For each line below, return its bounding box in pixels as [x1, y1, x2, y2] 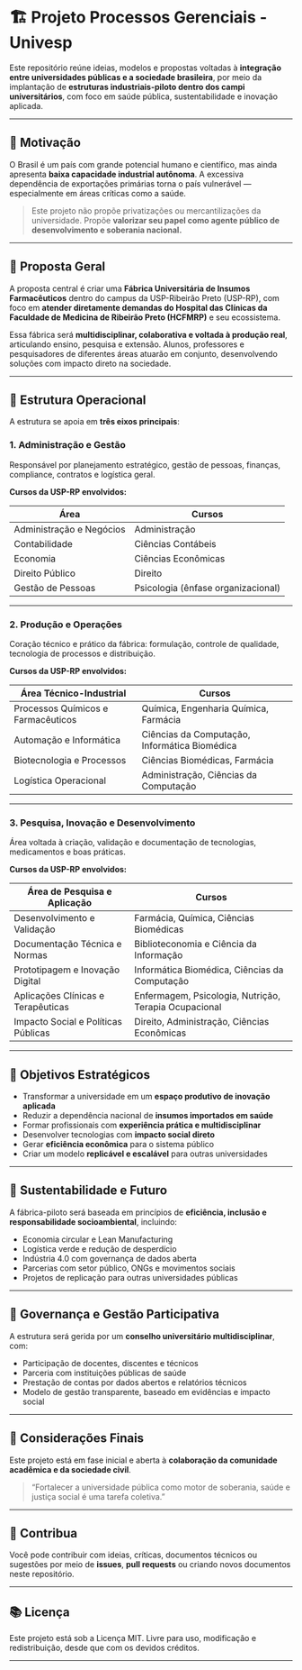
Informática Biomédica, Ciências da [134, 963, 284, 976]
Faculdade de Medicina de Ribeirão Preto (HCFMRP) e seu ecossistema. [9, 312, 281, 323]
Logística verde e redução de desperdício [22, 1243, 177, 1254]
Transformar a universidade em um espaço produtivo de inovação [22, 1091, 271, 1102]
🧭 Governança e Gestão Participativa [9, 1307, 220, 1322]
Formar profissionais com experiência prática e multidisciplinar [22, 1119, 262, 1131]
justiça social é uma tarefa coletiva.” [31, 1491, 166, 1501]
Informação [134, 949, 183, 962]
